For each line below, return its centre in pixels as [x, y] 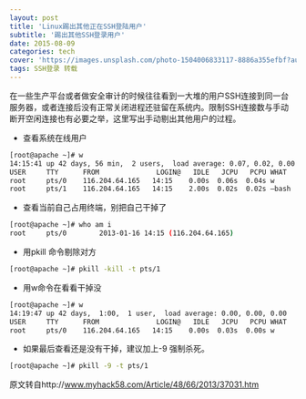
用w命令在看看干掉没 [62, 287]
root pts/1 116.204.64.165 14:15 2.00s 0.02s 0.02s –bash [150, 189]
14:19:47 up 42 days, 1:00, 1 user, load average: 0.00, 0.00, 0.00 [148, 313]
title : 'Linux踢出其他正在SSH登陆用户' [78, 26]
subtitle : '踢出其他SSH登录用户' [67, 35]
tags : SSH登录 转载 [44, 69]
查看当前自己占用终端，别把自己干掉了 [94, 208]
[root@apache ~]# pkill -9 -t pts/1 [79, 366]
